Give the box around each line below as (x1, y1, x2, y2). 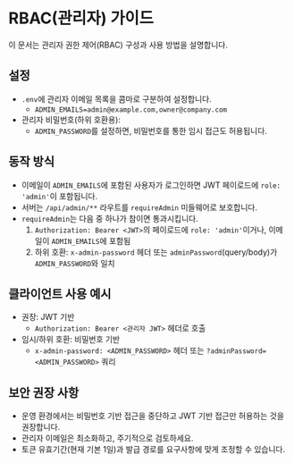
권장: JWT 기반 (21, 312, 75, 323)
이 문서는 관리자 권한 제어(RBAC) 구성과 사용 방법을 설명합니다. (8, 39, 229, 50)
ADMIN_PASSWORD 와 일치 (34, 257, 115, 268)
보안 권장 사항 (8, 385, 80, 400)
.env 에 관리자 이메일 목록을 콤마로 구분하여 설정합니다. (21, 93, 212, 104)
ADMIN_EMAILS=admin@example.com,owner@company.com (34, 105, 228, 114)
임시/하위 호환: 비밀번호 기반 (21, 334, 121, 345)
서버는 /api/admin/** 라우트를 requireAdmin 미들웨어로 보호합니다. (21, 202, 258, 213)
